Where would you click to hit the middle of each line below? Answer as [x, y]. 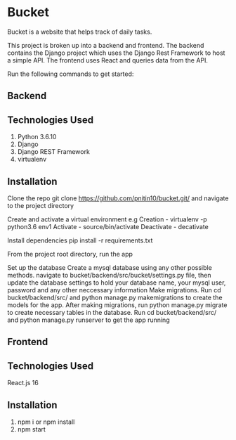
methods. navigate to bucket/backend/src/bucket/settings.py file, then [109, 275]
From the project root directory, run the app [70, 254]
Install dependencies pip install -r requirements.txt [80, 240]
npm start [31, 429]
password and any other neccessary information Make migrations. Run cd [114, 290]
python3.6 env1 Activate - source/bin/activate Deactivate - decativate [108, 226]
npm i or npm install [46, 422]
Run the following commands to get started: [71, 74]
